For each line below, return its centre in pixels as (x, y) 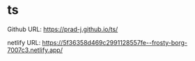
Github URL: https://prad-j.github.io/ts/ (63, 29)
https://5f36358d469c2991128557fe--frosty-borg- (115, 42)
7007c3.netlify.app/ (35, 50)
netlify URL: (24, 42)
